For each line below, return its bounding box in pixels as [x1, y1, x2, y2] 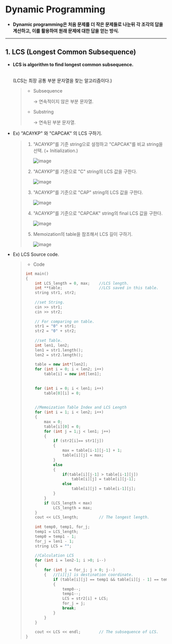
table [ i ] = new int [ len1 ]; [44, 372, 101, 377]
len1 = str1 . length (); [35, 347, 83, 353]
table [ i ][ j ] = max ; [62, 453, 104, 458]
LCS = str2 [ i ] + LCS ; [62, 596, 109, 601]
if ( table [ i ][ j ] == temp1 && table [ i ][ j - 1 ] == [53, 577, 159, 582]
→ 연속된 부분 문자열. [33, 119, 76, 125]
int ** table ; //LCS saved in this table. [35, 285, 159, 291]
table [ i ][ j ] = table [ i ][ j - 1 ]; [71, 476, 136, 482]
